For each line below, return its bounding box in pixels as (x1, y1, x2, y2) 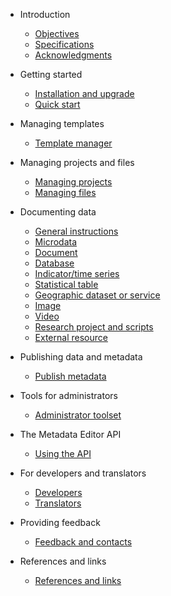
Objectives (34, 28, 80, 39)
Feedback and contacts (34, 536, 133, 548)
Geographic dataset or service (34, 289, 161, 301)
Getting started (19, 69, 83, 80)
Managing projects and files (19, 157, 135, 168)
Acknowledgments (34, 49, 113, 61)
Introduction (19, 9, 71, 20)
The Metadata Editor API (19, 429, 122, 440)
